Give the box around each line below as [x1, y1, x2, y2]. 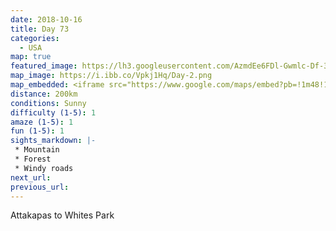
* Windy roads [14, 163, 74, 173]
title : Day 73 [10, 24, 70, 34]
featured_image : [10, 61, 78, 71]
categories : [10, 33, 60, 43]
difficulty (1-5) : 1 [10, 107, 97, 118]
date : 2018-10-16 [10, 14, 83, 25]
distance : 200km [10, 89, 78, 99]
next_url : [10, 172, 52, 183]
